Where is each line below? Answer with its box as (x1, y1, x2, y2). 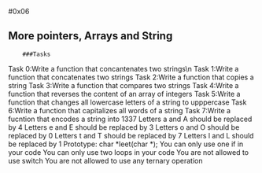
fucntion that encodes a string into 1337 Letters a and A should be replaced (8, 114, 253, 123)
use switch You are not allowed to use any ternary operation (8, 156, 203, 165)
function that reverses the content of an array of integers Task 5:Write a (8, 89, 241, 98)
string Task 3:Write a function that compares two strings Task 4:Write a (8, 80, 239, 90)
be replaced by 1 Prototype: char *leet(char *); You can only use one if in (8, 139, 244, 149)
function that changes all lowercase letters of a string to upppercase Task (8, 98, 247, 107)
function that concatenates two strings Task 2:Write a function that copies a (8, 72, 254, 82)
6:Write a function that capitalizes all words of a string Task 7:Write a (8, 105, 231, 115)
